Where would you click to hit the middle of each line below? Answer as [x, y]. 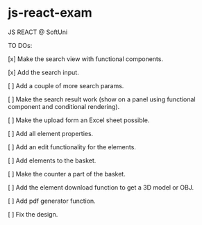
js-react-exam [50, 13]
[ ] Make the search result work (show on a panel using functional [102, 99]
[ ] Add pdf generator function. [52, 201]
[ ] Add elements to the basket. [52, 160]
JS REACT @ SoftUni [38, 32]
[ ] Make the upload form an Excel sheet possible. [79, 120]
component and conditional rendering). [64, 106]
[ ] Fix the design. [33, 214]
